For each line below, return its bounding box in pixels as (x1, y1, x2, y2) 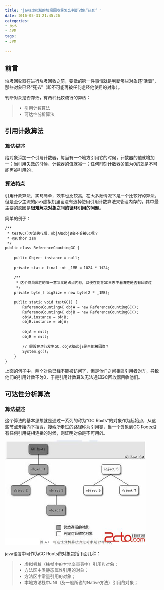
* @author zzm (7, 236, 36, 241)
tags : (5, 34, 16, 39)
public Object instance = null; (14, 255, 80, 260)
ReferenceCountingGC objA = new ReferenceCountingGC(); (22, 304, 139, 310)
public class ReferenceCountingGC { (5, 246, 80, 250)
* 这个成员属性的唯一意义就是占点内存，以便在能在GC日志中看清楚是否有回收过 (16, 280, 152, 285)
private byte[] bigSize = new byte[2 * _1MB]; (14, 290, 110, 295)
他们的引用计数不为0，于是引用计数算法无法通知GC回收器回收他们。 (5, 374, 143, 380)
